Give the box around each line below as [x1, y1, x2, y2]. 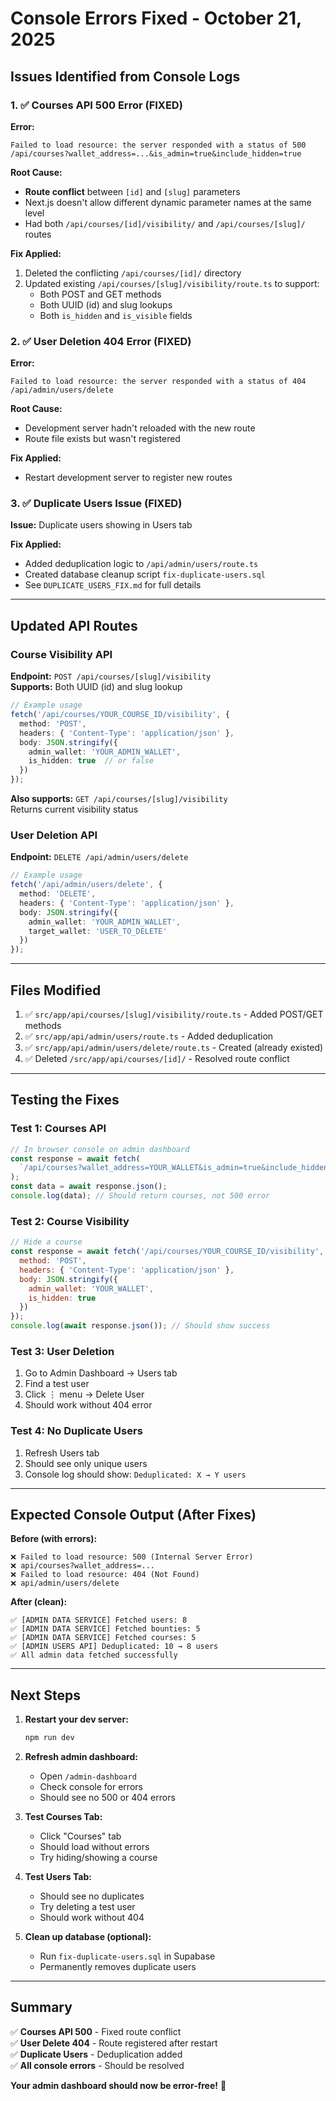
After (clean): [10, 1596, 68, 1608]
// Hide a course [10, 1237, 83, 1247]
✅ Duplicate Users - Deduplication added [10, 2048, 183, 2060]
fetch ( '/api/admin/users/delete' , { [10, 880, 163, 890]
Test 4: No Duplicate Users [10, 1424, 143, 1438]
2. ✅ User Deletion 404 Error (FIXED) [10, 334, 192, 348]
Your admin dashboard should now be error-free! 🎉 [10, 2079, 227, 2091]
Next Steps [10, 1687, 81, 1704]
